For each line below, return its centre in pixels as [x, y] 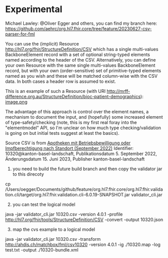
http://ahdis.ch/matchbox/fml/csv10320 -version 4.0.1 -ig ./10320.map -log [83, 244]
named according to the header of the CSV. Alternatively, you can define [81, 60]
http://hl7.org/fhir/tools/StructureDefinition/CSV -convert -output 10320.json [84, 219]
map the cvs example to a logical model [54, 229]
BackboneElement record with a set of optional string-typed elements [78, 55]
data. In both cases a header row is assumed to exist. [61, 81]
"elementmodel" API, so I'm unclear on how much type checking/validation [83, 128]
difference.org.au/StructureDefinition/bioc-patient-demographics [73, 96]
